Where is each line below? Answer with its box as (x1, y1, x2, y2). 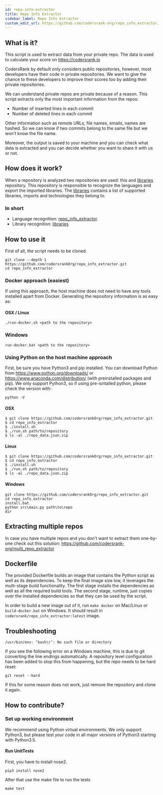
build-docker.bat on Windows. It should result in (5, 608, 103, 614)
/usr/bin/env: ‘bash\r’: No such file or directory (5, 640, 112, 645)
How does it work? (5, 164, 63, 173)
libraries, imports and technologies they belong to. (5, 192, 106, 198)
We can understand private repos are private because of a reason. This (5, 91, 148, 97)
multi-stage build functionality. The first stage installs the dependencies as (5, 583, 154, 588)
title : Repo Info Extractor (5, 12, 62, 17)
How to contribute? (5, 701, 65, 709)
